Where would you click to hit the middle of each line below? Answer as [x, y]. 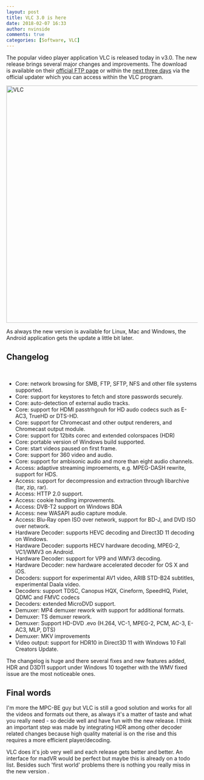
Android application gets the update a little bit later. [70, 338]
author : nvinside [28, 29]
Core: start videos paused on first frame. [66, 448]
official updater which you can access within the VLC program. [85, 77]
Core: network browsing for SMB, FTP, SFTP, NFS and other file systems [106, 383]
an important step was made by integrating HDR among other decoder [94, 727]
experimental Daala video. [48, 584]
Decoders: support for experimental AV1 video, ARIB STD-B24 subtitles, [105, 578]
